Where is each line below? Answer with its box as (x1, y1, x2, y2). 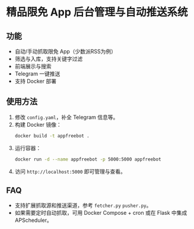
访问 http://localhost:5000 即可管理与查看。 (14, 168, 126, 175)
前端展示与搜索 (14, 63, 52, 70)
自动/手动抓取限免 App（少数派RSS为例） (14, 48, 117, 55)
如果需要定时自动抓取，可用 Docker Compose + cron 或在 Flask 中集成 (14, 209, 187, 217)
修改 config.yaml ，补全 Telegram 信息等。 (14, 114, 119, 121)
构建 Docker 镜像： (14, 121, 62, 128)
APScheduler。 (14, 217, 52, 224)
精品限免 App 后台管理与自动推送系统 (6, 5, 188, 19)
